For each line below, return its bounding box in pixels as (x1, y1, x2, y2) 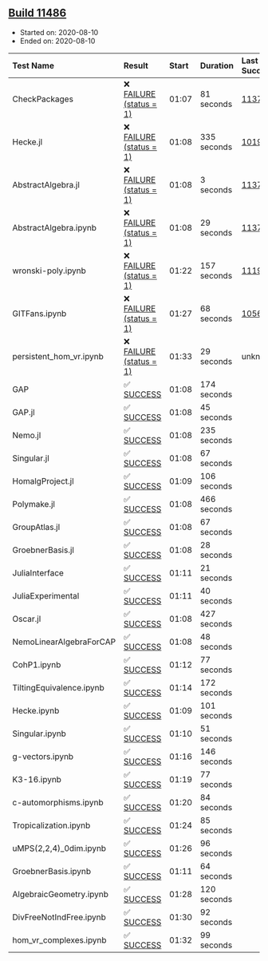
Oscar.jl (12, 613, 41, 624)
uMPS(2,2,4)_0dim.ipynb (12, 842, 106, 853)
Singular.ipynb (12, 728, 66, 739)
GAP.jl (12, 406, 35, 417)
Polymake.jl (12, 498, 56, 509)
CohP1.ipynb (12, 658, 61, 670)
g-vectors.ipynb (12, 750, 74, 761)
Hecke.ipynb (12, 705, 60, 716)
